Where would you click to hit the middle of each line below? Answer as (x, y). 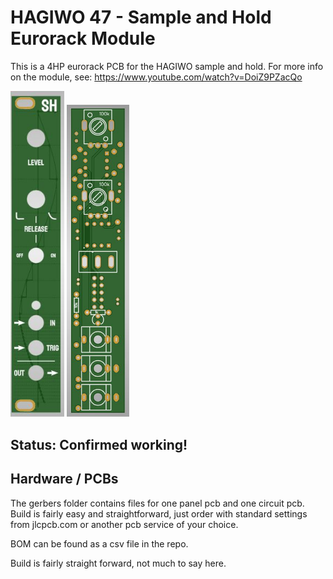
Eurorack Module (83, 38)
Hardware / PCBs (64, 479)
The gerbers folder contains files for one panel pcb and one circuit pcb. (157, 503)
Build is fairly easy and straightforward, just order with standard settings (159, 513)
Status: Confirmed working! (99, 444)
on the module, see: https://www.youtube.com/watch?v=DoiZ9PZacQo (156, 77)
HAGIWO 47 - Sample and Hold (141, 17)
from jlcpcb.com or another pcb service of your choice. (124, 524)
